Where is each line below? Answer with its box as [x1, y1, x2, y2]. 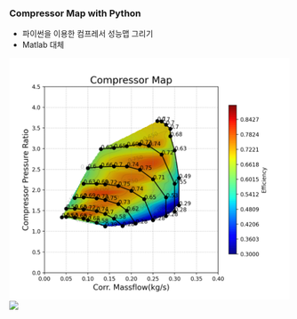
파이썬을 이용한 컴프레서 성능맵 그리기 [21, 28, 154, 39]
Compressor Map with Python [9, 7, 141, 20]
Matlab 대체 [21, 39, 65, 51]
